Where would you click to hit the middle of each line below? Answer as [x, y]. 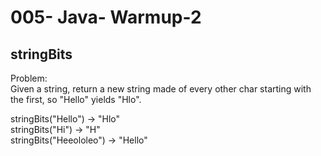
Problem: [29, 78]
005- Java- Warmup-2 [106, 17]
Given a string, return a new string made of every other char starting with [161, 89]
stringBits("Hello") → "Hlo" [65, 119]
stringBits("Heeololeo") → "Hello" [79, 140]
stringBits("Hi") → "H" [55, 129]
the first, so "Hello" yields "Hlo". [76, 99]
